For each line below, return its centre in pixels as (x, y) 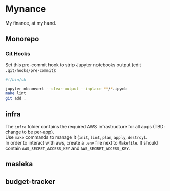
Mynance (26, 9)
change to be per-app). (30, 132)
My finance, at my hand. (31, 23)
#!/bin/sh (16, 80)
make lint (16, 93)
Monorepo (22, 39)
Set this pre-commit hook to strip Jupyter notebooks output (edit (73, 65)
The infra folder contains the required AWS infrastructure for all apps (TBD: (85, 126)
